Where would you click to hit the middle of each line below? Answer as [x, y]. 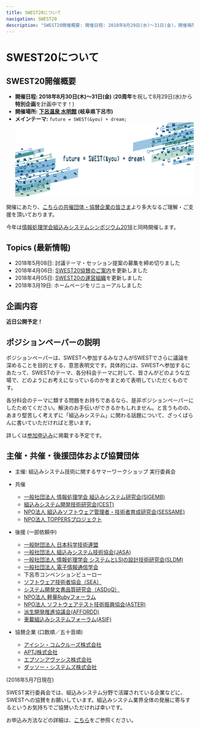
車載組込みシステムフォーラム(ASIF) [68, 619]
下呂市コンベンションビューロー [63, 574]
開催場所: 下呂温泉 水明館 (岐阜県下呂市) [64, 112]
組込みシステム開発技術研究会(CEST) [69, 504]
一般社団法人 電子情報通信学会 [61, 567]
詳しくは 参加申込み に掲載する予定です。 [56, 435]
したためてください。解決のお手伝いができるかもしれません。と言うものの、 [100, 408]
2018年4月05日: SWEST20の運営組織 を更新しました [79, 278]
